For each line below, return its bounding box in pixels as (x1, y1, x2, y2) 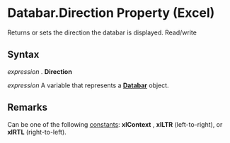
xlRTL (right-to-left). (7, 128, 67, 136)
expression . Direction (7, 67, 72, 75)
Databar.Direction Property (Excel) (7, 5, 215, 21)
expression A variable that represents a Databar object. (7, 81, 169, 89)
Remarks (7, 101, 48, 113)
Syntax (7, 49, 40, 61)
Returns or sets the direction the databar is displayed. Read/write (7, 28, 197, 37)
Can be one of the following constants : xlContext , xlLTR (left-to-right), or (7, 120, 223, 128)
